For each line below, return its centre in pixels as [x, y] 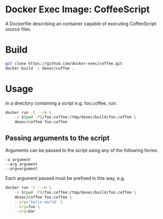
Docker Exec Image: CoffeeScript [78, 9]
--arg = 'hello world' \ [39, 202]
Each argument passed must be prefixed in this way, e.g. [65, 178]
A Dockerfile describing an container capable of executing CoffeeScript [81, 24]
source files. [18, 29]
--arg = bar [25, 211]
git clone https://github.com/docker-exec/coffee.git [64, 63]
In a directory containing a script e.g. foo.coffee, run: [61, 103]
